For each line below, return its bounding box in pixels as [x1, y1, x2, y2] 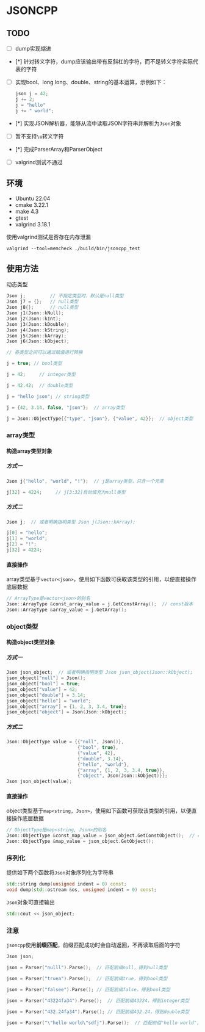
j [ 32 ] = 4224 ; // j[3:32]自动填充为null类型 [6, 489, 126, 495]
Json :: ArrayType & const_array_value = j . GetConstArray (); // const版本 [6, 601, 193, 607]
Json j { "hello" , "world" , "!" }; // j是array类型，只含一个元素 [6, 478, 164, 484]
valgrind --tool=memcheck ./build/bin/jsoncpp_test [6, 245, 140, 251]
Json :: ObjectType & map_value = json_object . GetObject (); [6, 839, 154, 845]
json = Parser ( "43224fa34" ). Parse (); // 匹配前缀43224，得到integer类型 [6, 997, 190, 1004]
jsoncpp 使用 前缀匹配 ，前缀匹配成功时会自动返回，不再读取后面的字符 [6, 941, 181, 949]
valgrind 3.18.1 [15, 220, 51, 228]
